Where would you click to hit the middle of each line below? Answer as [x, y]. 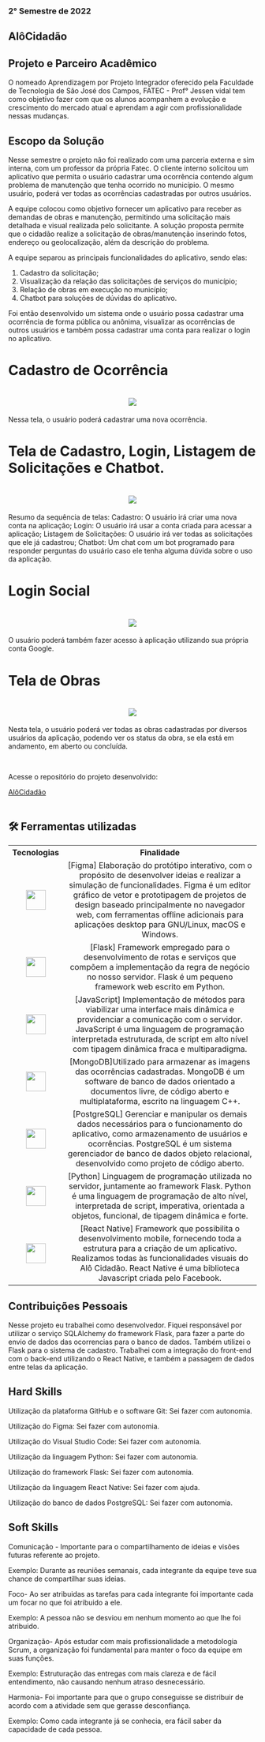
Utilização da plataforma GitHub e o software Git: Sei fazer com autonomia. [130, 1410]
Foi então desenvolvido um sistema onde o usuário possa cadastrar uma [126, 313]
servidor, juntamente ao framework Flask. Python [160, 1186]
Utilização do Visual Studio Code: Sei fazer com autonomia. [105, 1441]
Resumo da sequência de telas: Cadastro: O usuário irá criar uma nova [123, 517]
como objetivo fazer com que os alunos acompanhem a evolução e [117, 99]
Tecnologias [35, 853]
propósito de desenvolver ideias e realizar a [160, 876]
